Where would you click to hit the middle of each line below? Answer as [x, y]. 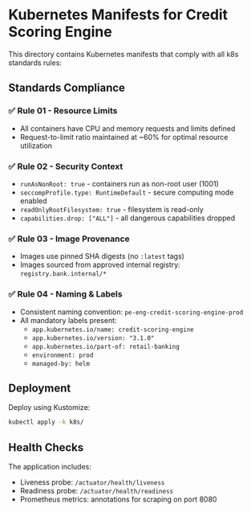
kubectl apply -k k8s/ [46, 422]
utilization [36, 145]
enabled [33, 201]
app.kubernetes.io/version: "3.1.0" [93, 338]
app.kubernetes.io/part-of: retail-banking [106, 346]
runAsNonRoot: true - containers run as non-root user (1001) [119, 183]
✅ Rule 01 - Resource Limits [63, 111]
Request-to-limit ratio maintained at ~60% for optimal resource [124, 137]
